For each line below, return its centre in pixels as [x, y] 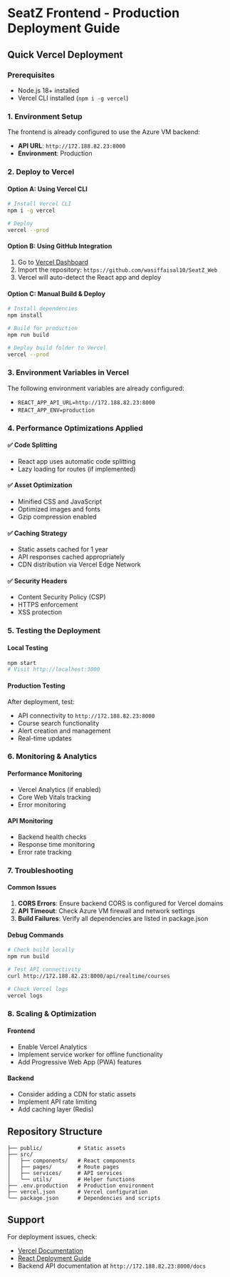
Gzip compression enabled [57, 517]
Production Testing [36, 686]
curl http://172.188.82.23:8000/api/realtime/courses [89, 976]
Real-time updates [45, 738]
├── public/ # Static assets [67, 1148]
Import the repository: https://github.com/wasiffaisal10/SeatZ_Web [117, 270]
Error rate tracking [45, 852]
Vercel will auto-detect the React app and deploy [89, 277]
